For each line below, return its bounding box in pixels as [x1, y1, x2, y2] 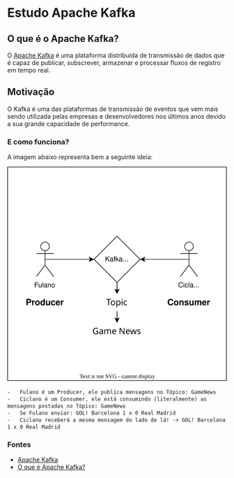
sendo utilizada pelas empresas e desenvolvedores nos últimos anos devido [7, 112, 226, 120]
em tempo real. [7, 66, 51, 74]
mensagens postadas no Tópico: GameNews [7, 403, 127, 410]
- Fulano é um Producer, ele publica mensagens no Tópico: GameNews [7, 389, 217, 396]
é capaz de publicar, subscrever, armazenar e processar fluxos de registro [7, 59, 221, 67]
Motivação [7, 86, 55, 98]
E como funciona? [7, 137, 70, 147]
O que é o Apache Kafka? [7, 33, 120, 45]
